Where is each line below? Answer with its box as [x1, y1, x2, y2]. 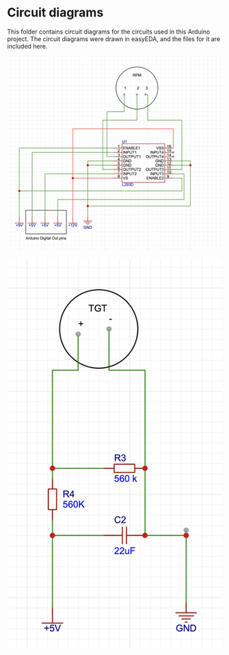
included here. [7, 42, 48, 50]
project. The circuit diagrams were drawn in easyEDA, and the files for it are [7, 34, 221, 43]
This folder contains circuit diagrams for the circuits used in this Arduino [7, 27, 211, 36]
